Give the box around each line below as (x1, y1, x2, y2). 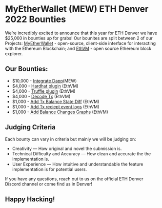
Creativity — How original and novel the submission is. (12, 146, 122, 151)
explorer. (5, 50, 23, 57)
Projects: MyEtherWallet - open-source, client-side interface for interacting (5, 40, 156, 46)
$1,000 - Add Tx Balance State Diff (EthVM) (12, 99, 100, 104)
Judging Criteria (5, 123, 56, 131)
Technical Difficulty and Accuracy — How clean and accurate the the (12, 150, 151, 157)
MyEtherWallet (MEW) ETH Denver (5, 3, 149, 15)
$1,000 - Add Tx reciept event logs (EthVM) (12, 104, 100, 109)
